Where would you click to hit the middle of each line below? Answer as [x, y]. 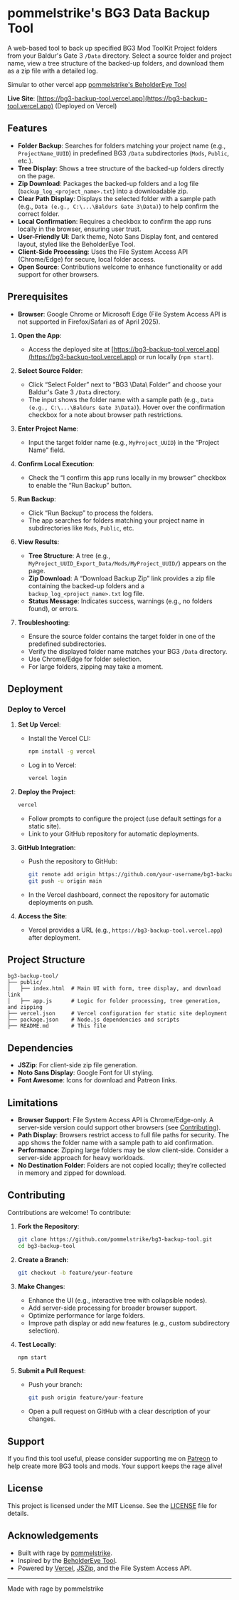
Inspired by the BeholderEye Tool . [67, 1560]
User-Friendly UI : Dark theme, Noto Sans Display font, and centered [118, 236]
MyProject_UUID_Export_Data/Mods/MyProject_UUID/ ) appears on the [127, 563]
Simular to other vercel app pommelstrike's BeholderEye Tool [97, 84]
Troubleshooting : [44, 622]
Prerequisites [38, 297]
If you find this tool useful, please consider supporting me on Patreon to [113, 1459]
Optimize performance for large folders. [86, 1315]
